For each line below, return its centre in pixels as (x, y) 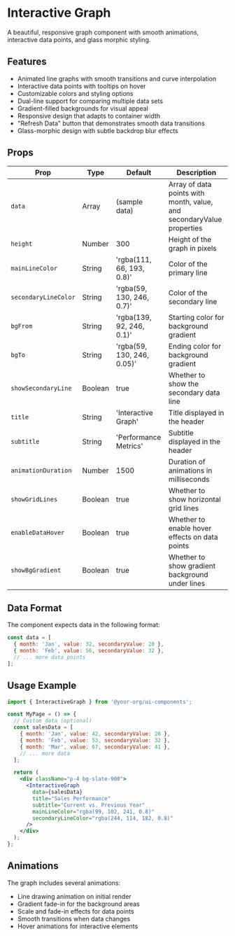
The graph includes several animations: (64, 883)
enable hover (190, 528)
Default (139, 172)
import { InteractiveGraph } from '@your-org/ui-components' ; (100, 701)
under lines (187, 583)
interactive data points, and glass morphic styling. (79, 39)
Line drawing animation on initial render (74, 896)
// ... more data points (50, 657)
